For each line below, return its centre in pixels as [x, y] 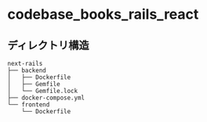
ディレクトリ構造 [48, 45]
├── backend [27, 70]
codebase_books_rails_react [103, 14]
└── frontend [29, 105]
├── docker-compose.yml [46, 98]
